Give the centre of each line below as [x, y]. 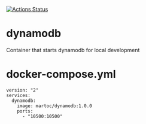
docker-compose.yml [61, 74]
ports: [25, 111]
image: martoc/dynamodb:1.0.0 [55, 106]
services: [19, 95]
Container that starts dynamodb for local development [73, 50]
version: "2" [22, 90]
